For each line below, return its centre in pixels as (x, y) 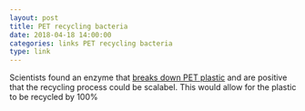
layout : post (34, 18)
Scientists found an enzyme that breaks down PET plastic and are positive (148, 77)
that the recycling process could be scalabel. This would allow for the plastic (153, 87)
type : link (30, 52)
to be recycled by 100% (54, 97)
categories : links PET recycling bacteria (91, 43)
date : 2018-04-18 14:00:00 (61, 35)
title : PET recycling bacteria (69, 26)
